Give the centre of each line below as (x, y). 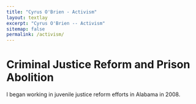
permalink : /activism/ (35, 35)
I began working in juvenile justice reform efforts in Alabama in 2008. (93, 94)
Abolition (30, 78)
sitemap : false (26, 29)
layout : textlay (27, 18)
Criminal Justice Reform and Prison (98, 65)
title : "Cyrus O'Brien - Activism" (52, 12)
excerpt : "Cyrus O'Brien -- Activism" (56, 23)
